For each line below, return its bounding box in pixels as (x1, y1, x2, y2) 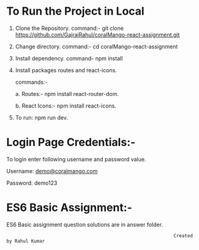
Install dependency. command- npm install (15, 54, 123, 62)
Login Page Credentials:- (6, 136, 136, 149)
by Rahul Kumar (6, 238, 45, 244)
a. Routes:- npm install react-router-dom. (15, 90, 119, 97)
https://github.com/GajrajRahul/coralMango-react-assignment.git (15, 31, 180, 38)
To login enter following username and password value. (6, 155, 146, 163)
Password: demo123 (6, 179, 58, 186)
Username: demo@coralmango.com (6, 167, 98, 175)
